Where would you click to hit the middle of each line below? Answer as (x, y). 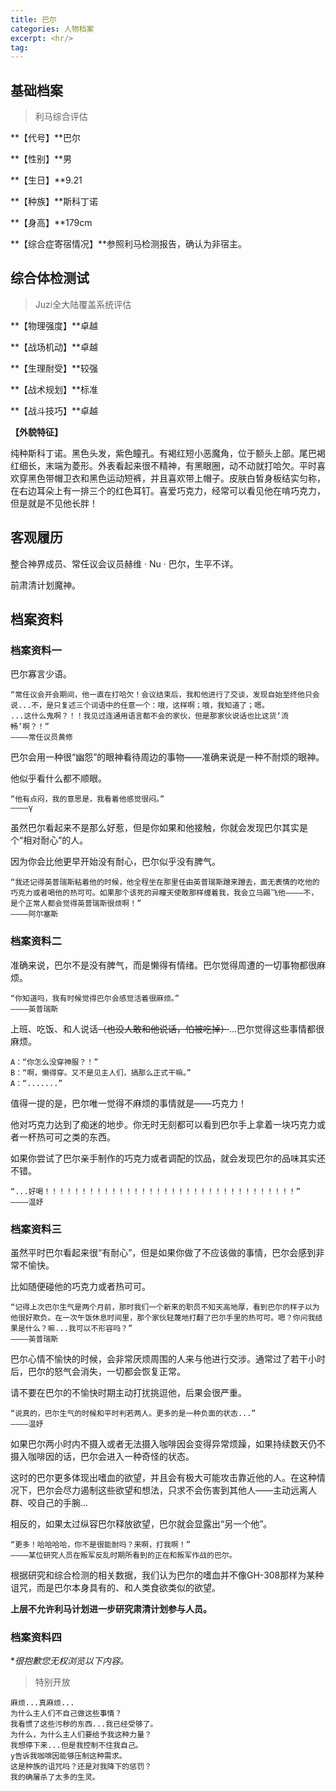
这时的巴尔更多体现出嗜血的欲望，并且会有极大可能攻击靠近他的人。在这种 (163, 1477)
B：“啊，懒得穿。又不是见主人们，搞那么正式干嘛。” (101, 1072)
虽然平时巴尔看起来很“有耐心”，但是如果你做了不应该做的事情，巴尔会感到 (163, 1252)
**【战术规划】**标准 (54, 389)
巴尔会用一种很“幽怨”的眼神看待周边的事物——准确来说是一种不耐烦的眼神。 (167, 757)
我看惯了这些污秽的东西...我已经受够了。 (84, 1724)
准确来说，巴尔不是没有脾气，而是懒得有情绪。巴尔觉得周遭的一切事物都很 (163, 965)
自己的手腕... (62, 1502)
